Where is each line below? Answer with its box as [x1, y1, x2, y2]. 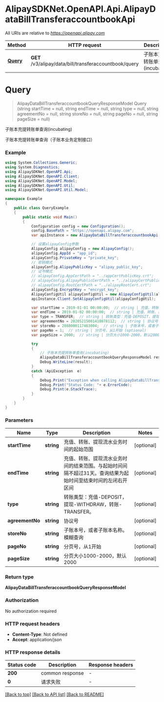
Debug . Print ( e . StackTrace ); [40, 387, 97, 392]
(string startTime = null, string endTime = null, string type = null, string [17, 105, 159, 111]
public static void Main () [22, 215, 78, 219]
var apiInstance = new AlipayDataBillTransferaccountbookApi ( [31, 233, 161, 238]
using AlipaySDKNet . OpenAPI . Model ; [5, 178, 78, 183]
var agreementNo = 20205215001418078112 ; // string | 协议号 [31, 319, 159, 324]
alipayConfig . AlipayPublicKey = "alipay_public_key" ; [31, 265, 143, 269]
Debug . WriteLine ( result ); [40, 360, 93, 364]
